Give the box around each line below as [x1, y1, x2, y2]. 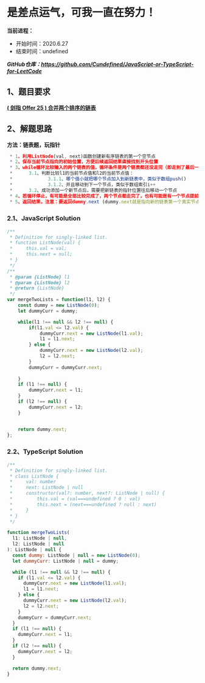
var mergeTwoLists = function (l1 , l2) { [7, 297, 111, 303]
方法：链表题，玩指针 [7, 141, 60, 148]
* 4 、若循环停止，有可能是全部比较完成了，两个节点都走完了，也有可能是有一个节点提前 [9, 193, 200, 199]
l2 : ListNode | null [12, 541, 64, 547]
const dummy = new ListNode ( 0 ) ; [18, 302, 100, 309]
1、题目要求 [7, 87, 51, 97]
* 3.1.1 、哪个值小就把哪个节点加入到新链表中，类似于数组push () [9, 176, 187, 182]
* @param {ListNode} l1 [9, 274, 70, 280]
